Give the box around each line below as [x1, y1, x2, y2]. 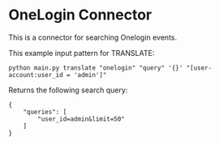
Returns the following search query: [8, 85, 128, 95]
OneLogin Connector [8, 6, 152, 24]
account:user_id [8, 70, 63, 79]
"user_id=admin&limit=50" [37, 115, 126, 123]
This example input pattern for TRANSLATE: [8, 48, 155, 58]
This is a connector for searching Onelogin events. [8, 32, 178, 42]
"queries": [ [23, 108, 67, 116]
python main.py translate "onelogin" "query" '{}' [8, 63, 183, 72]
